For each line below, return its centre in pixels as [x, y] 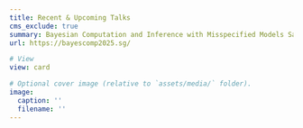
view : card [30, 68]
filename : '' [42, 109]
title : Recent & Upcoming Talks [70, 18]
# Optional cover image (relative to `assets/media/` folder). [131, 84]
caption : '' [40, 100]
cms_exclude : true [44, 26]
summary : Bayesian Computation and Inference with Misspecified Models [147, 34]
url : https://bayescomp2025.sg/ [70, 43]
